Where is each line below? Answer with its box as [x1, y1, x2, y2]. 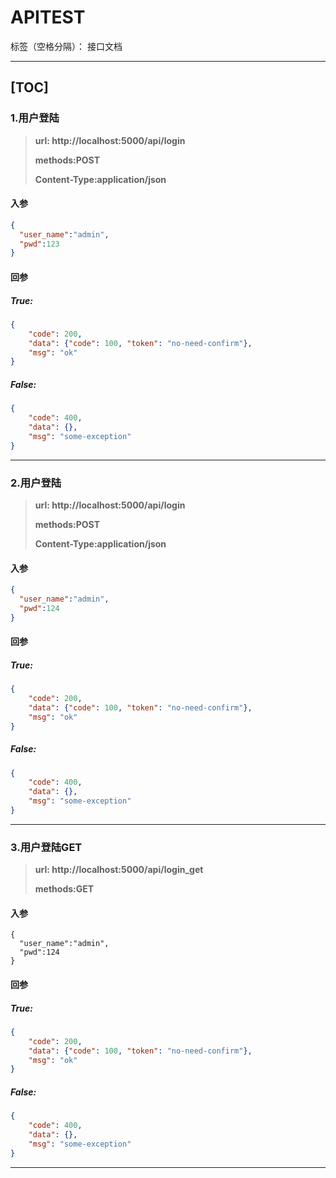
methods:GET [34, 883, 95, 895]
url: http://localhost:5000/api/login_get [34, 864, 204, 876]
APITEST [10, 6, 86, 29]
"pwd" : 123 [19, 239, 60, 249]
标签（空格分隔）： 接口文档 [10, 40, 123, 52]
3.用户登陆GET [10, 840, 83, 854]
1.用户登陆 [10, 111, 60, 125]
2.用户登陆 [10, 476, 62, 490]
